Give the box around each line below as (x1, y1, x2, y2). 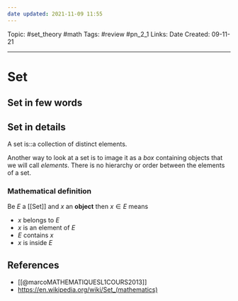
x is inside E (17, 239, 53, 247)
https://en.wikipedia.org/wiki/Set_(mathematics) (17, 285, 158, 294)
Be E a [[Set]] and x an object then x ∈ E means (7, 203, 149, 211)
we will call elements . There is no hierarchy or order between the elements (7, 161, 225, 170)
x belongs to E (17, 216, 60, 225)
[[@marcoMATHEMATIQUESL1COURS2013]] (17, 278, 147, 287)
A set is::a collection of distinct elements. (7, 140, 127, 149)
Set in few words (7, 97, 83, 109)
